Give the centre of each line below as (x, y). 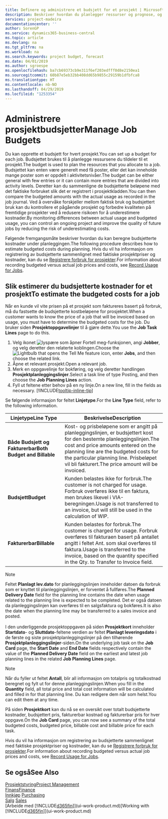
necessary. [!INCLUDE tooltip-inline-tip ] (53, 391)
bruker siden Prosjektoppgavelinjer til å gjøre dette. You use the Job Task (81, 327)
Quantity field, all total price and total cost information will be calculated (79, 689)
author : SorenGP (22, 29)
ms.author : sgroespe (27, 66)
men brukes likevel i (88, 498)
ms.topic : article (24, 38)
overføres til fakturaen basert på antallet (112, 537)
